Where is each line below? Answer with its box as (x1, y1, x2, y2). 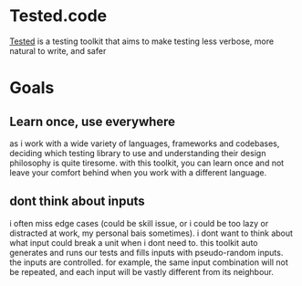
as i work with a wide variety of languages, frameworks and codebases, (9, 138, 280, 149)
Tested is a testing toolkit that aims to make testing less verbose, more (9, 36, 275, 47)
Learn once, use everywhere (9, 113, 176, 129)
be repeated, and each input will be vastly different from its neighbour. (9, 266, 274, 277)
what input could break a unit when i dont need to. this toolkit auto (9, 237, 258, 248)
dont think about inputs (9, 194, 146, 209)
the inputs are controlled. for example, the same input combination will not (9, 257, 289, 268)
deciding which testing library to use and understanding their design (9, 147, 266, 158)
